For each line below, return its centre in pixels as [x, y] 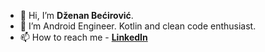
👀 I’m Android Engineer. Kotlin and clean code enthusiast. [138, 26]
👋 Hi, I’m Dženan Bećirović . [76, 15]
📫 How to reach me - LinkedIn [83, 37]
